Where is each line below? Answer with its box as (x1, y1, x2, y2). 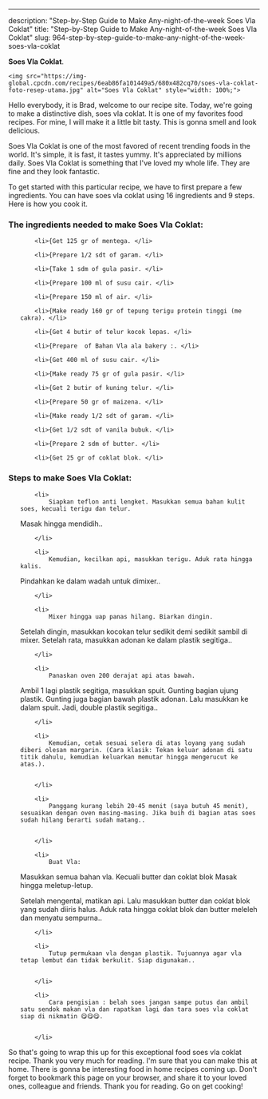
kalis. (19, 562, 42, 570)
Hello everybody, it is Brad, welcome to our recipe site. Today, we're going (8, 101, 253, 110)
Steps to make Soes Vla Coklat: (8, 472, 132, 484)
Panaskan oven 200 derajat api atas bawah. (49, 671, 195, 679)
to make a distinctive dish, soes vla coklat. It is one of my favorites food (8, 109, 243, 118)
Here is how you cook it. (8, 199, 88, 209)
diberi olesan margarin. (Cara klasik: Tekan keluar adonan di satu (19, 746, 253, 754)
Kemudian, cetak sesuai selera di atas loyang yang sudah (49, 739, 246, 747)
